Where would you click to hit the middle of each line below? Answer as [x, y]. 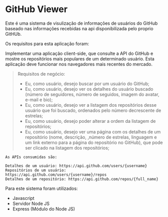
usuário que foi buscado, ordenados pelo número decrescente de [93, 110]
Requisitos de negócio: [41, 74]
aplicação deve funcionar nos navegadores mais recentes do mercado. [79, 64]
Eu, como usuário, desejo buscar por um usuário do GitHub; [87, 84]
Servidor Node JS [31, 203]
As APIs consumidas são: [31, 157]
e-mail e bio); [39, 100]
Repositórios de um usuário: [36, 170]
